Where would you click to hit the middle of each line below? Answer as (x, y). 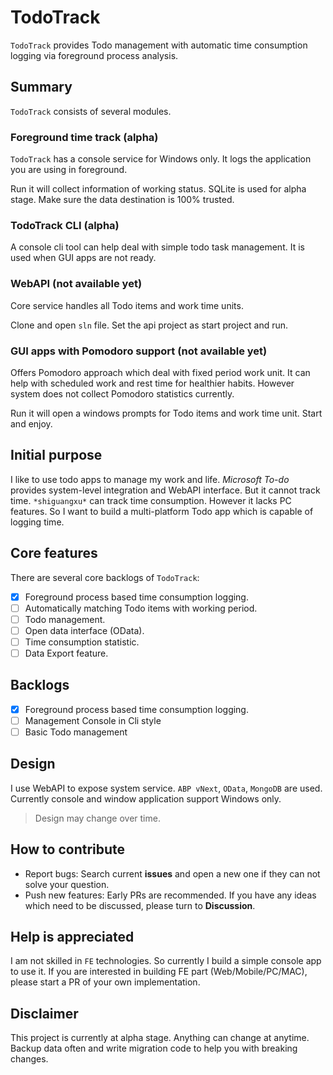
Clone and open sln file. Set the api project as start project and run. (149, 325)
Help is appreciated (72, 936)
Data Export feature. (66, 653)
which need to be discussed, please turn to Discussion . (140, 905)
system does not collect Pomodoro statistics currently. (122, 393)
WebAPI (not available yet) (76, 284)
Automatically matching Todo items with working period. (141, 608)
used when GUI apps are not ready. (83, 258)
